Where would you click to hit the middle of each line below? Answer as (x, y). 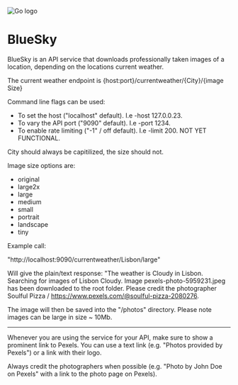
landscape (33, 224)
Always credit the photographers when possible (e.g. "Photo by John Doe (115, 366)
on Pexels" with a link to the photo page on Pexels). (82, 374)
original (29, 179)
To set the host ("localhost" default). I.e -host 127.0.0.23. (100, 115)
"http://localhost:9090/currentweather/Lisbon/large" (84, 260)
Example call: (27, 245)
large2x (29, 186)
